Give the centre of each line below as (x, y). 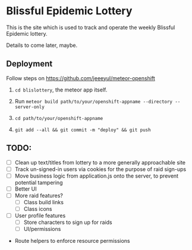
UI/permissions (42, 229)
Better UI (26, 189)
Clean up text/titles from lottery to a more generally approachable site (100, 162)
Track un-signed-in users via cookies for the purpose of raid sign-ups (100, 169)
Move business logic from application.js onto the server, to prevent (97, 176)
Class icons (38, 208)
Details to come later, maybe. (42, 45)
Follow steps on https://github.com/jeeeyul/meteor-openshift (81, 78)
